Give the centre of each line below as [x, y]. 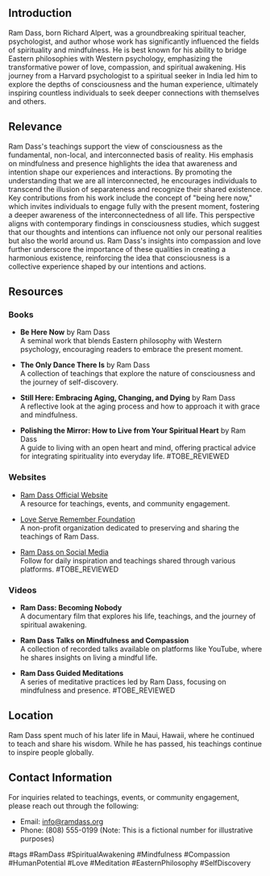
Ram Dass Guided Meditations [72, 673]
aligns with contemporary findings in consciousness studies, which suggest [134, 223]
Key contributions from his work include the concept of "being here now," [130, 198]
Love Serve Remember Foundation [77, 519]
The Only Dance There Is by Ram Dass [85, 365]
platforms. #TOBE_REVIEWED [69, 569]
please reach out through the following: [74, 806]
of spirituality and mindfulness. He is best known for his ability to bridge [128, 50]
